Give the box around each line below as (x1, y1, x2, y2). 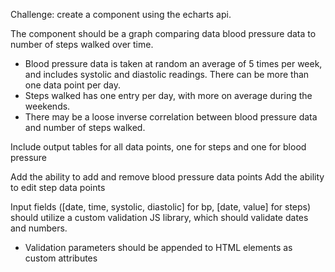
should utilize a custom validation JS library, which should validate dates (10, 212, 309, 223)
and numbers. (10, 222, 68, 234)
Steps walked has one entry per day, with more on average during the (24, 90, 313, 101)
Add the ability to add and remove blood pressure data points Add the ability (10, 171, 325, 183)
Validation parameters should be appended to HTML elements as (24, 242, 293, 253)
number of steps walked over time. (10, 39, 154, 50)
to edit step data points (10, 182, 106, 193)
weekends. (24, 100, 71, 112)
